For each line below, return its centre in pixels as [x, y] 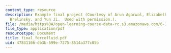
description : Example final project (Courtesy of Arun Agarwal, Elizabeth [86, 15]
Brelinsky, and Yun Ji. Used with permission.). [63, 19]
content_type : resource [31, 10]
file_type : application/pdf [35, 29]
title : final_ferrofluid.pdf [36, 38]
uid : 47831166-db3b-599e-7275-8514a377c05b [52, 43]
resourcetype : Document [31, 33]
